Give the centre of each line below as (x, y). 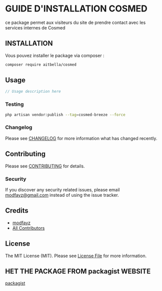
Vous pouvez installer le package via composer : (55, 55)
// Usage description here (33, 92)
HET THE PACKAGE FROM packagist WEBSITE (78, 271)
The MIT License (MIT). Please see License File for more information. (76, 256)
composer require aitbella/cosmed (41, 65)
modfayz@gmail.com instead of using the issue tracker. (62, 195)
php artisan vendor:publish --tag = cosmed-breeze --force (65, 115)
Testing (14, 104)
